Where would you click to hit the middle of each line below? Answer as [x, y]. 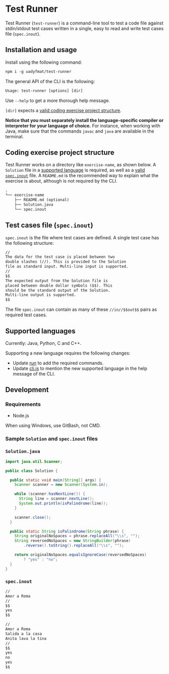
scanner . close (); [33, 517]
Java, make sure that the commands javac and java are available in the [80, 131]
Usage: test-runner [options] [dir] [44, 91]
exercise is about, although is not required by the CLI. [61, 181]
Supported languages [40, 331]
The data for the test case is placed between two [60, 257]
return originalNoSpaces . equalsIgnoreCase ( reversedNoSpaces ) [80, 555]
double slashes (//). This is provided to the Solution [66, 262]
